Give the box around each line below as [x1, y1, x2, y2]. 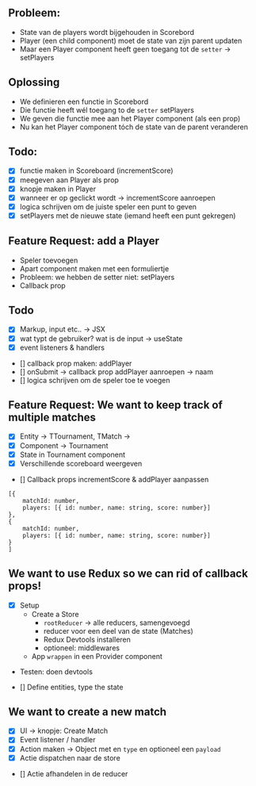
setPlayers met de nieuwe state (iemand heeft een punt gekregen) [19, 210, 236, 220]
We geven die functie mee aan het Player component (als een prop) [19, 113, 241, 123]
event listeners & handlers [19, 343, 105, 352]
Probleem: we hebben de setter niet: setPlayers [19, 272, 175, 282]
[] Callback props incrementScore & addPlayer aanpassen [19, 474, 209, 484]
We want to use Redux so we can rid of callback [8, 567, 248, 581]
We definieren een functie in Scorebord [19, 97, 149, 106]
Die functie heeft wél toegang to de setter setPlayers [19, 105, 194, 114]
